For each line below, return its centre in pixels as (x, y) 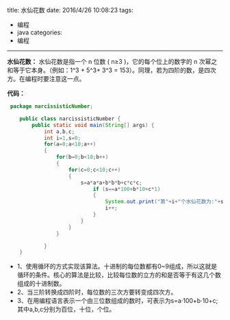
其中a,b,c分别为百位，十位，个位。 (66, 309)
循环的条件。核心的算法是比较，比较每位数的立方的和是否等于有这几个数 (119, 275)
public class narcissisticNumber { (70, 119)
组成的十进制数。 (41, 284)
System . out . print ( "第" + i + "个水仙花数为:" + (163, 202)
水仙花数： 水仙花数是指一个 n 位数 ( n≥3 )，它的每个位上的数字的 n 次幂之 (112, 61)
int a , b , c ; (59, 132)
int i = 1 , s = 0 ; (62, 138)
